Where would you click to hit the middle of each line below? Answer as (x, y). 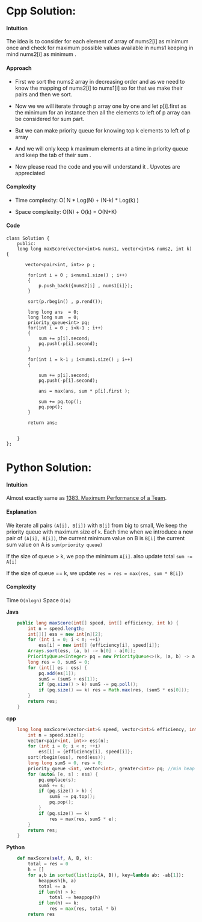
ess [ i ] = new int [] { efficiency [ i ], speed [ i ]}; (99, 646)
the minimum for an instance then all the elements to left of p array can (103, 112)
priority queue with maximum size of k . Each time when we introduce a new (100, 532)
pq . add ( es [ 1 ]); (57, 673)
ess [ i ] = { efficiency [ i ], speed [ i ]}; (86, 752)
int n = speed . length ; (56, 628)
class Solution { (28, 238)
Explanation (22, 512)
